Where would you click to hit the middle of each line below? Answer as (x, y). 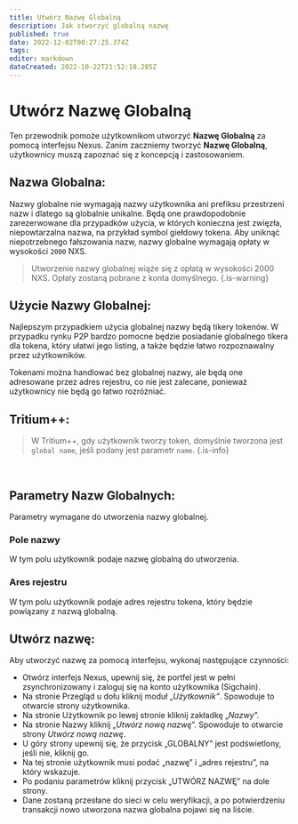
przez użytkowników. (48, 356)
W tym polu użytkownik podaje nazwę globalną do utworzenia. (124, 559)
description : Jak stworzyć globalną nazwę (89, 26)
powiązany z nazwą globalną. (64, 611)
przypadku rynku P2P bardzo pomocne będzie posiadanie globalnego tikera (149, 336)
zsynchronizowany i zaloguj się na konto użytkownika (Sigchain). (141, 687)
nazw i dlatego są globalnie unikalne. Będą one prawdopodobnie (128, 213)
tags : (19, 51)
